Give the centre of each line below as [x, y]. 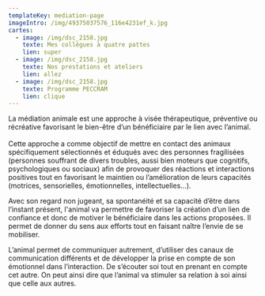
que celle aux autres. [42, 283]
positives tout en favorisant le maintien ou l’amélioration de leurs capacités [130, 178]
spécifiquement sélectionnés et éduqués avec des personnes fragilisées [127, 152]
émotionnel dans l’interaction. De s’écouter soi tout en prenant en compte [128, 267]
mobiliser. [24, 234]
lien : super [42, 52]
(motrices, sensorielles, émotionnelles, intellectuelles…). [100, 185]
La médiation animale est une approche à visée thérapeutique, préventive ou [133, 118]
